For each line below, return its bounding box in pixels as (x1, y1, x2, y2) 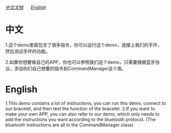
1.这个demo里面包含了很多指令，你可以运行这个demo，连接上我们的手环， (5, 42, 162, 48)
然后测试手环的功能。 (5, 48, 50, 54)
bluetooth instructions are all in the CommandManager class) (5, 122, 134, 128)
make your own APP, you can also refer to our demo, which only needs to (5, 111, 160, 117)
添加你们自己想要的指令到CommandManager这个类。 (14, 65, 127, 71)
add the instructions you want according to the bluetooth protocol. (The (5, 117, 156, 123)
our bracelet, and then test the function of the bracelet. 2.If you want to (5, 105, 155, 112)
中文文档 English (5, 4, 46, 10)
